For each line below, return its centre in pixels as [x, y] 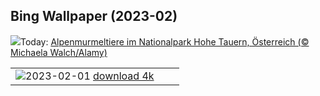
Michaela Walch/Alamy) [59, 52]
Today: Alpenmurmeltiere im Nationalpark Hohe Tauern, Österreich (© [165, 41]
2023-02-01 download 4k [90, 76]
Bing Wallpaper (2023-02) [94, 16]
